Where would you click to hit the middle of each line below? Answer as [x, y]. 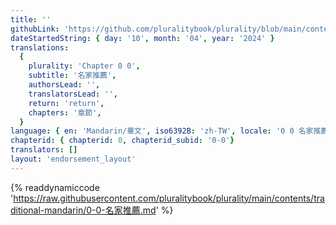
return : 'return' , [66, 103]
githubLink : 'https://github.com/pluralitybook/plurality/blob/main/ [158, 29]
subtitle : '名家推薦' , [72, 76]
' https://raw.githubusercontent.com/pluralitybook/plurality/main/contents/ [162, 198]
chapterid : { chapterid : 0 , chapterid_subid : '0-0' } [122, 141]
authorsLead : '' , [64, 85]
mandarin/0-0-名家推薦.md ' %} [109, 210]
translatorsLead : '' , [73, 94]
